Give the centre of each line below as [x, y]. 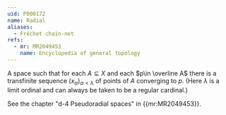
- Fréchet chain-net [44, 34]
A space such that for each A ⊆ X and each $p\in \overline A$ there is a [112, 73]
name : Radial [26, 20]
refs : [15, 40]
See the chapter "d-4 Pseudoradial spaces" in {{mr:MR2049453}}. [104, 104]
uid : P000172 [26, 14]
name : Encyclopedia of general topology [80, 54]
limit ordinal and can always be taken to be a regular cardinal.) [98, 90]
